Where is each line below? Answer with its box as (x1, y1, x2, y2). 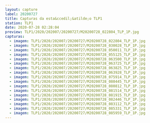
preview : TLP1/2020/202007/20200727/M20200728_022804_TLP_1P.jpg (5, 30, 139, 34)
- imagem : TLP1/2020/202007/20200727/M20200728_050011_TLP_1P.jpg (9, 47, 146, 52)
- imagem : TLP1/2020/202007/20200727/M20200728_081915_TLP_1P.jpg (9, 92, 146, 97)
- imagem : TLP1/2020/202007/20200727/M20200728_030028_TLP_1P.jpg (9, 43, 146, 48)
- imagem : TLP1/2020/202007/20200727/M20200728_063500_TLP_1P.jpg (9, 57, 146, 61)
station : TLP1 (5, 20, 34, 26)
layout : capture (5, 7, 38, 12)
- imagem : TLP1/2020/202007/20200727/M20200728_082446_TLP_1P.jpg (9, 97, 146, 102)
